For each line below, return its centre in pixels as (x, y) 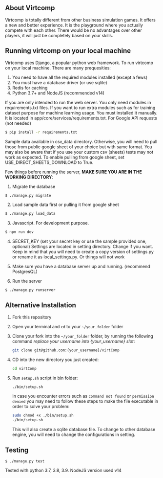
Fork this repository (32, 317)
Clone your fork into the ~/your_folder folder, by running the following (83, 336)
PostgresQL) (25, 272)
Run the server (27, 281)
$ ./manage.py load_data (30, 214)
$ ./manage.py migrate (28, 195)
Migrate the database (34, 186)
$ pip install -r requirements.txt (41, 132)
